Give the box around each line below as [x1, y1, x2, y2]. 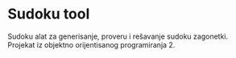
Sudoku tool [7, 5, 90, 23]
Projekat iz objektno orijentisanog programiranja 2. [7, 39, 176, 49]
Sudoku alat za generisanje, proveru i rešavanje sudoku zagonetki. [7, 31, 229, 41]
